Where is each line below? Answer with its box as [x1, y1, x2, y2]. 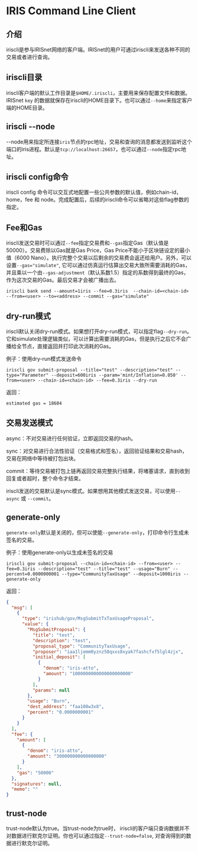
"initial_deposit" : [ [32, 654, 86, 660]
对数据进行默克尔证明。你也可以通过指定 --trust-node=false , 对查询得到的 [6, 832, 186, 839]
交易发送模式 [6, 418, 53, 428]
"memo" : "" [11, 786, 38, 792]
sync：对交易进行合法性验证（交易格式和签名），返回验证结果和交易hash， [6, 447, 188, 454]
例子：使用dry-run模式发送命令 [6, 355, 82, 363]
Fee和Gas [6, 222, 43, 232]
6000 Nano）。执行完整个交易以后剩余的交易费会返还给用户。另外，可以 [16, 254, 192, 261]
